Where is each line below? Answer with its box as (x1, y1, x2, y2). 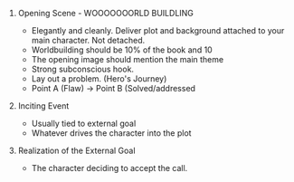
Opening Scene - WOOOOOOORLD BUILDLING (17, 8, 194, 18)
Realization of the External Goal (17, 145, 136, 156)
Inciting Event (17, 101, 70, 111)
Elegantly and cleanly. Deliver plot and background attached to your (31, 25, 285, 35)
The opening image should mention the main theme (31, 54, 224, 64)
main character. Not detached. (31, 35, 146, 45)
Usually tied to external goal (31, 118, 137, 129)
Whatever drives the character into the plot (31, 128, 192, 139)
